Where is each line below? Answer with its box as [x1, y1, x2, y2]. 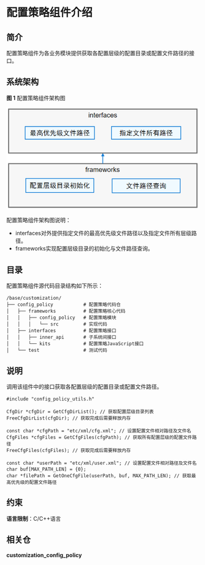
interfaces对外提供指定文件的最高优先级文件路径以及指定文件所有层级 [15, 230, 191, 237]
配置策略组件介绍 [6, 6, 93, 20]
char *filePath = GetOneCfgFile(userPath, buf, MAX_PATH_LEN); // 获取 [6, 473, 191, 479]
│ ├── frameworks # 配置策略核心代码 [6, 308, 126, 314]
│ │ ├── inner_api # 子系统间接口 [6, 334, 117, 341]
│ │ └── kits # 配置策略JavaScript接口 [6, 341, 144, 347]
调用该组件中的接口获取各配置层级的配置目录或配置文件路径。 [6, 383, 163, 391]
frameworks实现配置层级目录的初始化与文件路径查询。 [15, 245, 153, 252]
